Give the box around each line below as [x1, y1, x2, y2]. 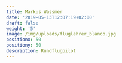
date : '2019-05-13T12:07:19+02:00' [6, 14, 95, 20]
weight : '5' [6, 25, 36, 32]
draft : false [6, 20, 39, 26]
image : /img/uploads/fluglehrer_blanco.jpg [6, 31, 117, 37]
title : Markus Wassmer [6, 8, 63, 15]
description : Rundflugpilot [6, 48, 77, 54]
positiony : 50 [6, 43, 42, 49]
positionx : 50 [6, 37, 42, 43]
